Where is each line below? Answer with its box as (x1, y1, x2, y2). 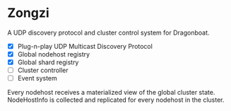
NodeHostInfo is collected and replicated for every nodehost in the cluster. (7, 95, 225, 104)
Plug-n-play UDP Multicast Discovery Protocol (17, 42, 153, 50)
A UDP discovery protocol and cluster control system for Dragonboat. (7, 28, 210, 37)
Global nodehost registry (17, 50, 90, 58)
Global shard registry (17, 58, 79, 66)
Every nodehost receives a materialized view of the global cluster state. (7, 88, 215, 97)
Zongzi (7, 5, 49, 21)
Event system (17, 74, 58, 83)
